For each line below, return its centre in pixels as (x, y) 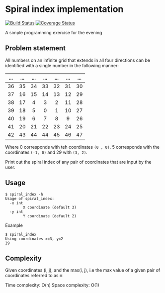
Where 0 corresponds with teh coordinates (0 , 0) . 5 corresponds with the (82, 147)
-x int (16, 203)
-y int (16, 212)
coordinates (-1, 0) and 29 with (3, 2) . (46, 152)
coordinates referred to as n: (34, 276)
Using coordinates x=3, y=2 (34, 239)
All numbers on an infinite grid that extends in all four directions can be (78, 60)
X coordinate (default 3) (50, 207)
